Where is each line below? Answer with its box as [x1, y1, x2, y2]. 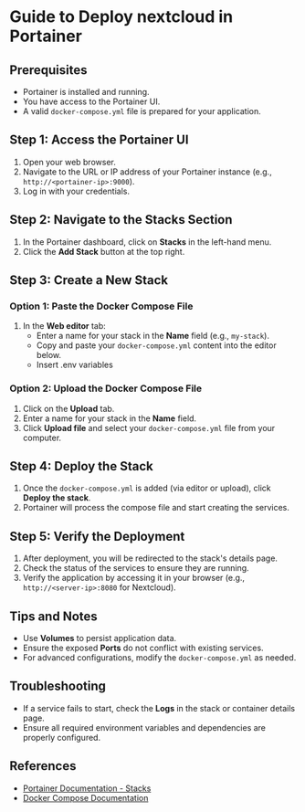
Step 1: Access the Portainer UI [9, 132, 189, 148]
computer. [22, 432, 62, 443]
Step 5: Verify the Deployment [9, 528, 185, 544]
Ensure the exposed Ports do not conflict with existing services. [22, 642, 264, 654]
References [9, 758, 77, 774]
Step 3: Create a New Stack [9, 272, 169, 289]
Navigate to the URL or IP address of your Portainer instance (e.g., [22, 166, 272, 177]
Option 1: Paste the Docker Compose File [9, 300, 194, 312]
